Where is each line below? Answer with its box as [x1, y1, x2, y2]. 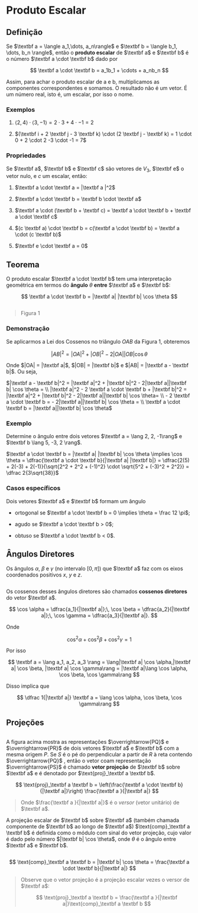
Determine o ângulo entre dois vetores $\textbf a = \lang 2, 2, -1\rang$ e [6, 433, 183, 440]
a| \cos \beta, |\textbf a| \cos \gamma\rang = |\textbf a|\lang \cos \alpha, [11, 665, 188, 672]
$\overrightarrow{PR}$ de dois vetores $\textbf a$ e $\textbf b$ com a [6, 744, 179, 752]
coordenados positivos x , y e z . [6, 571, 83, 578]
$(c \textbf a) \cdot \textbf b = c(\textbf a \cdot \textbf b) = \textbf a [14, 225, 180, 232]
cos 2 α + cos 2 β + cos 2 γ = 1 [67, 634, 132, 643]
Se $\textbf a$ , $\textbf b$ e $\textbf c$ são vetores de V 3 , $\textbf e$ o [6, 165, 184, 173]
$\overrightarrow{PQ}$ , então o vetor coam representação [6, 757, 151, 765]
